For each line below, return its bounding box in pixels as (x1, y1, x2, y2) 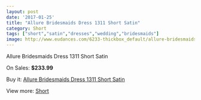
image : (6, 36, 23, 42)
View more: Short (6, 87, 49, 94)
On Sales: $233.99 (6, 64, 54, 71)
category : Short (6, 25, 47, 32)
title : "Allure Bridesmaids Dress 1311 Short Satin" (6, 20, 141, 26)
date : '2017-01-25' (6, 14, 55, 20)
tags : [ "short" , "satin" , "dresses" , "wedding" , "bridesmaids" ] (6, 31, 160, 37)
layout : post (6, 8, 39, 15)
